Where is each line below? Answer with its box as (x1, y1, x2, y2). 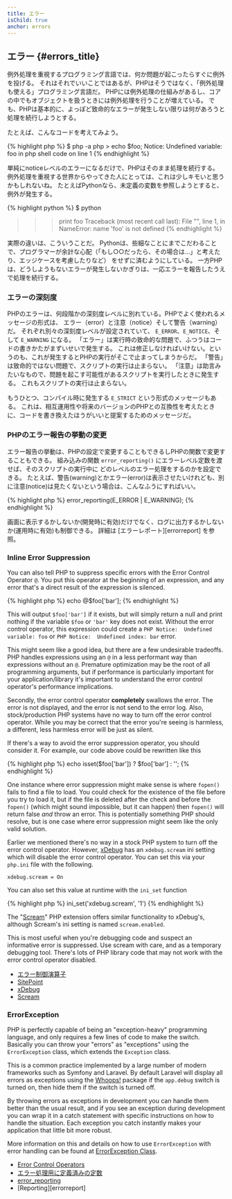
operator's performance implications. (7, 683, 114, 691)
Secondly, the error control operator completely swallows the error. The (7, 696, 213, 704)
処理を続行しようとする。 (7, 114, 80, 122)
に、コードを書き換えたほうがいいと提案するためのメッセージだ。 (7, 411, 195, 420)
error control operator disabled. (7, 955, 97, 964)
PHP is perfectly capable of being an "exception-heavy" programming (7, 1026, 208, 1034)
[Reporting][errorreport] (17, 1184, 87, 1192)
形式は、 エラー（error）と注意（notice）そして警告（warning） (37, 318, 222, 327)
